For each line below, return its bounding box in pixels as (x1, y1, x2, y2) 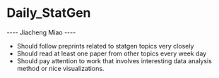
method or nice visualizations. (16, 64, 105, 72)
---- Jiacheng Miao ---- (6, 28, 76, 37)
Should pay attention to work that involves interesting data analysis (16, 56, 213, 65)
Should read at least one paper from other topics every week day (16, 49, 207, 58)
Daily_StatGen (6, 5, 91, 21)
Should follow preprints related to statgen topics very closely (16, 41, 194, 50)
